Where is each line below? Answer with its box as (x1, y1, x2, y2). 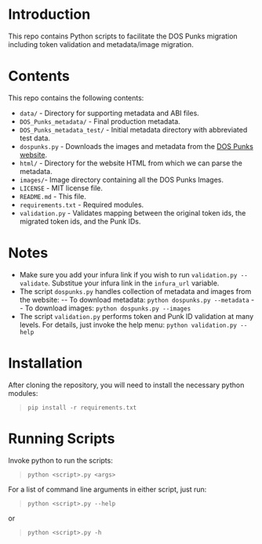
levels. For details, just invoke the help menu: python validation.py (19, 320, 238, 329)
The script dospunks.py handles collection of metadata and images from (19, 286, 252, 296)
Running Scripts (8, 430, 115, 448)
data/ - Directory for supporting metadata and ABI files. (19, 108, 200, 118)
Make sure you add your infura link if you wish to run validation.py (19, 270, 238, 279)
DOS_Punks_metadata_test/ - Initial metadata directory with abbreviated (19, 125, 248, 134)
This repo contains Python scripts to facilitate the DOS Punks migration (8, 31, 238, 41)
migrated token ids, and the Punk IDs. (19, 216, 141, 226)
